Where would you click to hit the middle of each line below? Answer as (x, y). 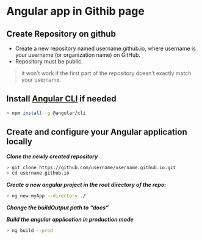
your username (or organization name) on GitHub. (78, 55)
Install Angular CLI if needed (61, 99)
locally (19, 142)
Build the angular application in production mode (70, 220)
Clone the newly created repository (52, 156)
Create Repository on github (61, 34)
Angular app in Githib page (75, 11)
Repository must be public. (49, 61)
